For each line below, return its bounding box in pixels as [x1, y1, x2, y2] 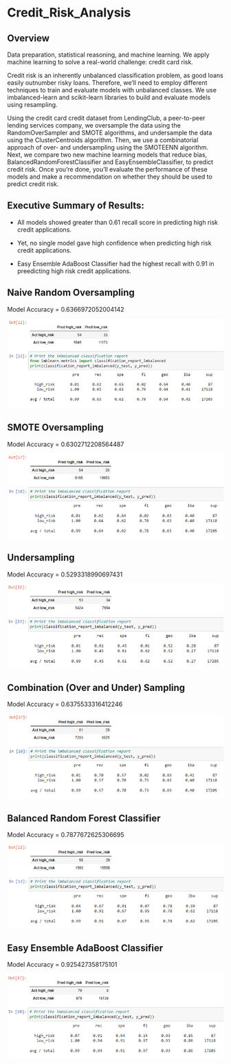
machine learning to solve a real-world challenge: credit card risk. [7, 58, 194, 66]
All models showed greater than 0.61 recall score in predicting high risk [16, 218, 219, 226]
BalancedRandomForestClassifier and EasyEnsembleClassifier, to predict [7, 158, 214, 166]
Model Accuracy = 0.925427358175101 [7, 961, 118, 969]
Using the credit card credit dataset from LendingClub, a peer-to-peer [7, 114, 206, 122]
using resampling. [7, 101, 58, 108]
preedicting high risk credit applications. [16, 267, 132, 275]
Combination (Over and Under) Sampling [7, 681, 186, 694]
